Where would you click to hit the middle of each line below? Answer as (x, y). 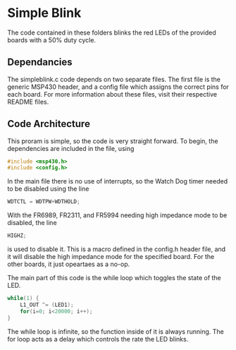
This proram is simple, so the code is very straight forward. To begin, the (113, 141)
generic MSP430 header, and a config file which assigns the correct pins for (118, 87)
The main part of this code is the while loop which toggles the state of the (114, 278)
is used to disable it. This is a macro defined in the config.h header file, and (117, 249)
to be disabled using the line (48, 189)
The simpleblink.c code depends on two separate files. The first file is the (114, 79)
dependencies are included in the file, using (71, 148)
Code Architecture (49, 124)
